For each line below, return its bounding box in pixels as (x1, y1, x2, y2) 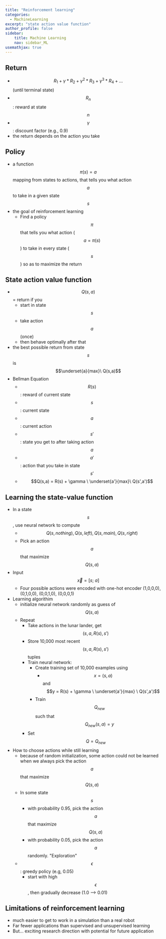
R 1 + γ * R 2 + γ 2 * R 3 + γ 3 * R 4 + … (53, 77, 123, 85)
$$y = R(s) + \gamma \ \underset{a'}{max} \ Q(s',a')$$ (46, 688, 160, 694)
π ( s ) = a (79, 169, 97, 175)
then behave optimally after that (20, 339, 87, 345)
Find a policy (20, 213, 47, 219)
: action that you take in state (20, 463, 80, 469)
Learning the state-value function (5, 493, 113, 502)
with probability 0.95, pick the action (27, 805, 104, 811)
